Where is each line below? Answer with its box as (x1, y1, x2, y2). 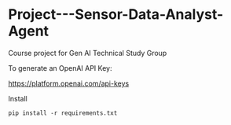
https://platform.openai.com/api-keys (8, 79, 130, 88)
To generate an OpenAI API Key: (8, 63, 112, 72)
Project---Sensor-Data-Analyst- (8, 6, 224, 24)
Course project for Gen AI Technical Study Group (8, 48, 167, 57)
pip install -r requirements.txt (8, 108, 118, 117)
